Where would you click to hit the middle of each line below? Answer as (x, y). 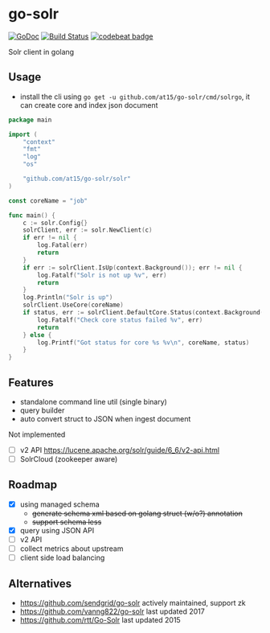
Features (31, 382)
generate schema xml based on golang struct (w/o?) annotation (137, 513)
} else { (37, 335)
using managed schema (60, 504)
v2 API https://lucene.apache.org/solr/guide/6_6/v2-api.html (120, 450)
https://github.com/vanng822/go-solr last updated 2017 (112, 611)
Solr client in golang (41, 51)
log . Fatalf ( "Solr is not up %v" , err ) (102, 275)
